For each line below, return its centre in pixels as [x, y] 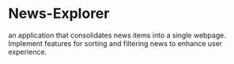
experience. [28, 52]
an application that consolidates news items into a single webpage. [117, 35]
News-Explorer [59, 14]
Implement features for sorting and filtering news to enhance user [115, 43]
